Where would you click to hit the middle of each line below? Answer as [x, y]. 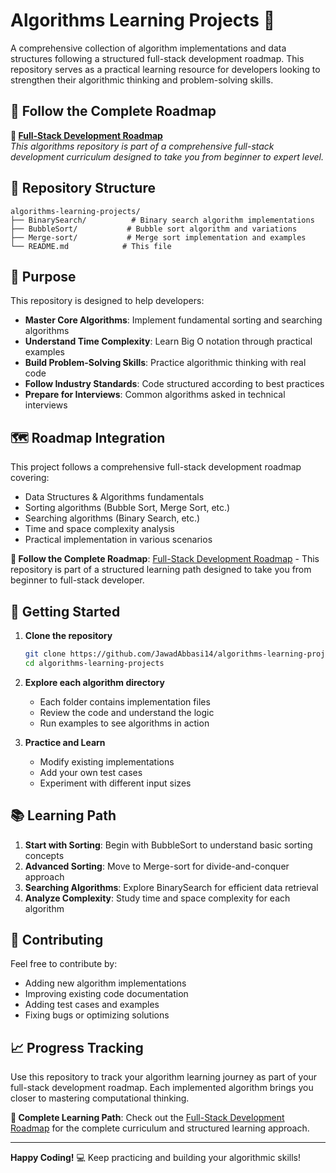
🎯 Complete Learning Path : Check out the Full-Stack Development [147, 1118]
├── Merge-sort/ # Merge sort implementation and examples [158, 237]
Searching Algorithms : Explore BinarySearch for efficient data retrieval [171, 887]
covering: [30, 478]
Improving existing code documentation [106, 994]
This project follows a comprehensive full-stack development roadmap [156, 467]
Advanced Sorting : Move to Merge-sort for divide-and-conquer [157, 866]
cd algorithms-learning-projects [94, 663]
